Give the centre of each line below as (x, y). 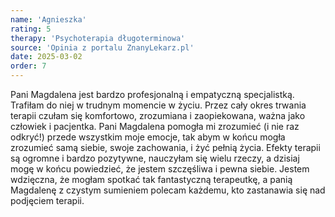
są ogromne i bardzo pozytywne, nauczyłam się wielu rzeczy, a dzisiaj (155, 158)
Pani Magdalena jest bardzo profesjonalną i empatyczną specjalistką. (152, 94)
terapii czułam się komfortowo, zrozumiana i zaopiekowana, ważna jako (158, 115)
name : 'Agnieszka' (48, 19)
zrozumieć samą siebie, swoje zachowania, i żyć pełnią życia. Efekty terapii (165, 147)
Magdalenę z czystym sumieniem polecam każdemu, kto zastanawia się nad (168, 190)
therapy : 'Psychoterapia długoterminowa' (98, 38)
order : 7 (28, 66)
